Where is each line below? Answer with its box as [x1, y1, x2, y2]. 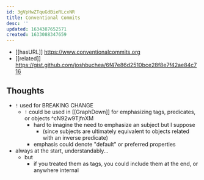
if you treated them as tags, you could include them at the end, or [33, 160, 199, 167]
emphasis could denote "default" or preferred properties [33, 140, 176, 148]
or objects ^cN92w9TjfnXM [24, 114, 94, 122]
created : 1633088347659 [6, 32, 67, 38]
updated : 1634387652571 [6, 26, 67, 32]
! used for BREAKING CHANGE [15, 101, 93, 109]
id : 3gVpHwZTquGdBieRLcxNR [6, 9, 75, 15]
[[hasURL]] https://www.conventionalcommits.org [15, 48, 140, 56]
